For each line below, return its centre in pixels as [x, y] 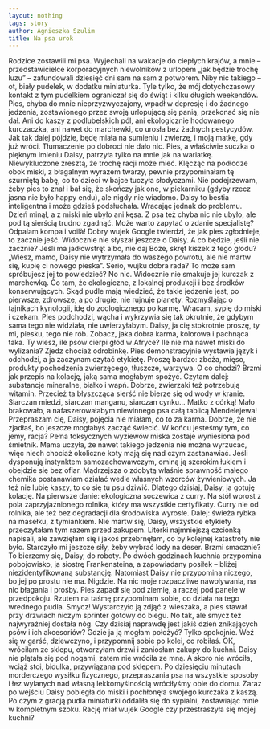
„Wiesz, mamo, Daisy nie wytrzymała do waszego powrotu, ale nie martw [130, 257]
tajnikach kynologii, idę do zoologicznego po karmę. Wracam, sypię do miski [135, 308]
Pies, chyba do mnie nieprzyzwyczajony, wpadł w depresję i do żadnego [129, 104]
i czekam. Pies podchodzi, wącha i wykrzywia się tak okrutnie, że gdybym [131, 317]
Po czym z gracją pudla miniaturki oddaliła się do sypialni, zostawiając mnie [133, 701]
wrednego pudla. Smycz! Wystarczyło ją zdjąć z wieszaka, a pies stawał [128, 607]
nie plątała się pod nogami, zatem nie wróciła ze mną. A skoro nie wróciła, [131, 658]
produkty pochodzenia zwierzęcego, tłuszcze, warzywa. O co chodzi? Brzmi [135, 368]
